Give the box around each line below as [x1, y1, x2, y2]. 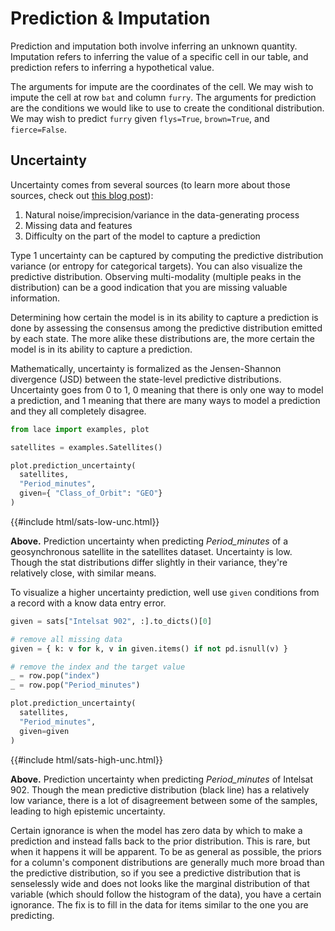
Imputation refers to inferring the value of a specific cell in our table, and [10, 50, 309, 62]
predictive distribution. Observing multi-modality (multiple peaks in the [10, 270, 302, 282]
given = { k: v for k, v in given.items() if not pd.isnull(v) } [10, 643, 288, 654]
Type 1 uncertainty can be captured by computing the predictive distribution [10, 249, 324, 261]
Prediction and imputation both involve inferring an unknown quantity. [10, 40, 298, 52]
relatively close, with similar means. [10, 567, 157, 579]
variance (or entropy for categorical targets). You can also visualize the [10, 260, 303, 272]
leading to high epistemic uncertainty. [10, 805, 166, 817]
